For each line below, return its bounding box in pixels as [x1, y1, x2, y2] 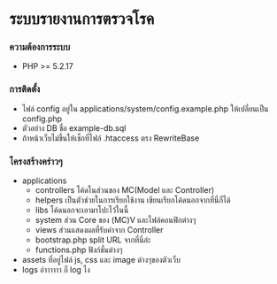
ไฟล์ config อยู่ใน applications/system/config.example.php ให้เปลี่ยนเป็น [21, 103, 269, 114]
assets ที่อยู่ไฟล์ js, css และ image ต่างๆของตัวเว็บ [21, 255, 181, 265]
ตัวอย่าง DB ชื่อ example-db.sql [21, 122, 127, 133]
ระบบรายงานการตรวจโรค [9, 9, 155, 29]
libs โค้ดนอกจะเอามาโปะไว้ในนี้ [35, 204, 129, 216]
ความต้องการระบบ [9, 41, 71, 53]
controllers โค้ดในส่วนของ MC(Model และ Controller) [35, 185, 215, 196]
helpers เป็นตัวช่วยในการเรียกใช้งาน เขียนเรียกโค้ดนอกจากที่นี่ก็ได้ [35, 195, 231, 205]
